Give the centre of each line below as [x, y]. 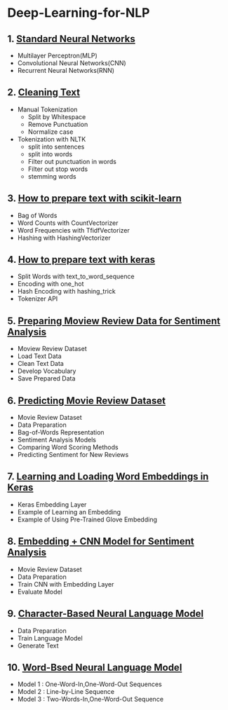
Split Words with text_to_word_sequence [76, 277]
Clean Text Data [41, 364]
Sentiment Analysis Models [57, 440]
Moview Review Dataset [52, 349]
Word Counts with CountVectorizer [68, 223]
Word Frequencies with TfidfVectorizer [73, 230]
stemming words [52, 176]
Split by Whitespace [57, 116]
